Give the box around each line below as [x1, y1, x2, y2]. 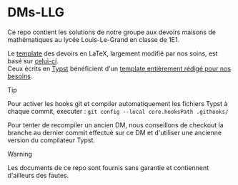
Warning [7, 149, 32, 158]
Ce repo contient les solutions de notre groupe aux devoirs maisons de [7, 28, 217, 36]
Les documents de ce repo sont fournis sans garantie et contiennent [7, 163, 209, 171]
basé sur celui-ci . [7, 56, 59, 65]
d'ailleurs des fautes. [7, 171, 69, 179]
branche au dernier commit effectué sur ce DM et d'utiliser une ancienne [7, 128, 222, 137]
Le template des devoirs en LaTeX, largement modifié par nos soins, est [7, 49, 218, 58]
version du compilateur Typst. [7, 136, 95, 144]
